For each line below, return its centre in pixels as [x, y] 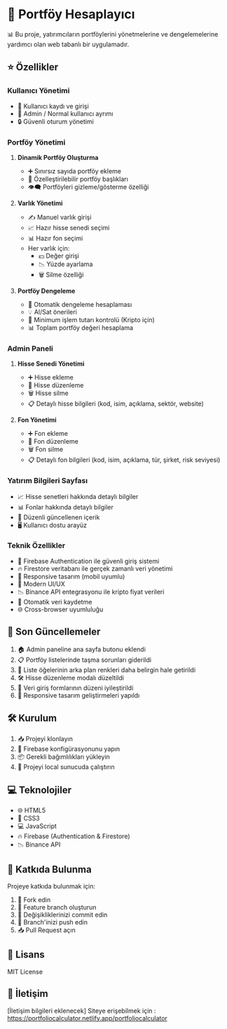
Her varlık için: [49, 248]
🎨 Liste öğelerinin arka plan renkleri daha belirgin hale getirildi [106, 670]
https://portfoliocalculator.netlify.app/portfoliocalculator [88, 1018]
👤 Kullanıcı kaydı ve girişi [53, 106]
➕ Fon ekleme [48, 434]
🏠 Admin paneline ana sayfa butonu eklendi [81, 649]
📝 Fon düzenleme [53, 442]
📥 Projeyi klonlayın [45, 739]
